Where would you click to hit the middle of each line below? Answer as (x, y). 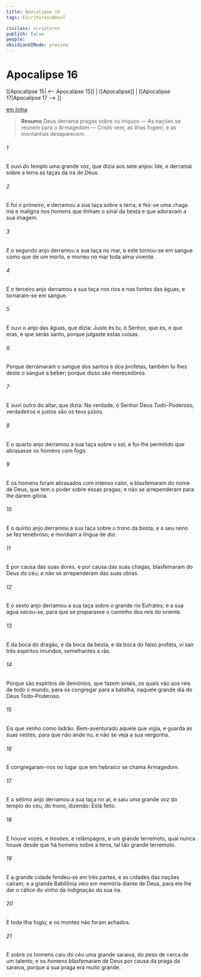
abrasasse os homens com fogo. (46, 450)
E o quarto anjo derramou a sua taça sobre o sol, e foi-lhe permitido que (95, 444)
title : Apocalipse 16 (33, 12)
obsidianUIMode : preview (37, 45)
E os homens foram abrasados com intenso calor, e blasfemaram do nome (98, 483)
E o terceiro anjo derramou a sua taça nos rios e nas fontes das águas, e (96, 289)
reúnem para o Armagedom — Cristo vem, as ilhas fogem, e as (99, 127)
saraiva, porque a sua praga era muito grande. (64, 967)
